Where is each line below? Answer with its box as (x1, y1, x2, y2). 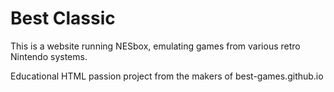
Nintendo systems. (10, 50, 88, 62)
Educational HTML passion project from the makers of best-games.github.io (10, 70, 324, 82)
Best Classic (10, 7, 116, 30)
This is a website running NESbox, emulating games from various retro (10, 40, 301, 52)
